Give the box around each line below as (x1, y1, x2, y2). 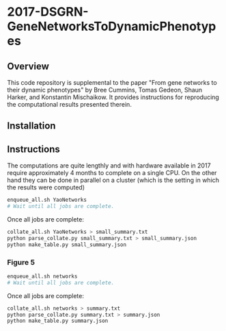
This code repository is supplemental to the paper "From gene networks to (7, 79, 217, 86)
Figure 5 (7, 257, 36, 267)
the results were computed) (7, 183, 85, 191)
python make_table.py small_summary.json (7, 241, 127, 248)
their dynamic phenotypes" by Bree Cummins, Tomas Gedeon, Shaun (7, 86, 203, 94)
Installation (7, 120, 56, 132)
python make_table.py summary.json (7, 317, 109, 325)
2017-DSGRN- (7, 4, 89, 20)
